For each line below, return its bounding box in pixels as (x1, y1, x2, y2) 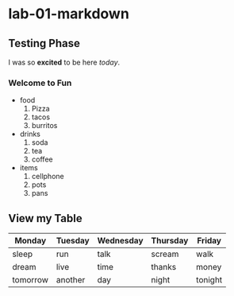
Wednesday (97, 236, 144, 247)
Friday (197, 236, 222, 247)
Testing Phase (8, 37, 81, 50)
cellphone (31, 172, 65, 181)
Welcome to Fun (8, 77, 72, 88)
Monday (14, 236, 47, 247)
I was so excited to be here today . (8, 57, 121, 67)
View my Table (8, 212, 82, 225)
